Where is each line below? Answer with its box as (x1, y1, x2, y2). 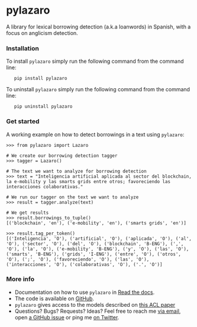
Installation (6, 44, 40, 52)
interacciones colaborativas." (6, 184, 83, 190)
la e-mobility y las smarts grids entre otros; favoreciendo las (6, 178, 170, 184)
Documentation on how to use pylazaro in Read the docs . (14, 288, 155, 296)
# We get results (6, 210, 49, 216)
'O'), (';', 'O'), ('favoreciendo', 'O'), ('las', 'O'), (6, 256, 150, 262)
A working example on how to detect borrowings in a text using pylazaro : (6, 131, 185, 138)
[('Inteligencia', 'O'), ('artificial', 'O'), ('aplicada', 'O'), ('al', (6, 235, 192, 242)
